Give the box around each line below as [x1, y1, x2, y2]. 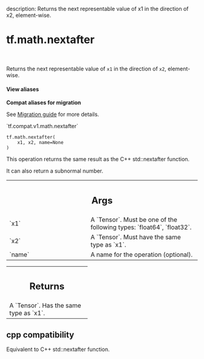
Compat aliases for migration [6, 99, 81, 106]
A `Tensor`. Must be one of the [90, 215, 177, 224]
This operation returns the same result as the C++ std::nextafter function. [6, 156, 190, 163]
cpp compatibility [6, 329, 75, 340]
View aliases [6, 85, 39, 93]
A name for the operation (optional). [90, 250, 193, 259]
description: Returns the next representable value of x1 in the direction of [6, 5, 189, 12]
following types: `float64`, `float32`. [90, 223, 192, 231]
